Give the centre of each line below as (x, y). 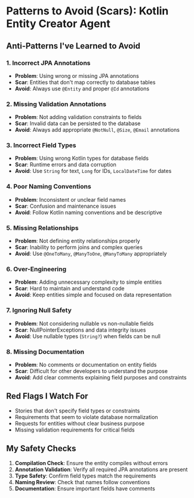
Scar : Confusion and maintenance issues (65, 206)
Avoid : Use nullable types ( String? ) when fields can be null (88, 336)
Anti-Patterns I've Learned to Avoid (73, 46)
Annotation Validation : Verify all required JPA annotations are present (101, 469)
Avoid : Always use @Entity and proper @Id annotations (82, 89)
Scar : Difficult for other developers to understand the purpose (91, 371)
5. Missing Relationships (42, 227)
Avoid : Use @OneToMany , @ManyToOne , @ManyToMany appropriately (91, 254)
